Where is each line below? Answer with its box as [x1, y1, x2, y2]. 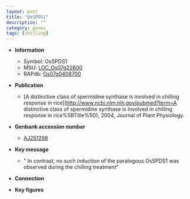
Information [14, 46, 45, 53]
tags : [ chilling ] [6, 31, 49, 36]
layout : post [6, 8, 38, 15]
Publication [14, 82, 44, 89]
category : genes [6, 25, 46, 31]
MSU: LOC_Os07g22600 [23, 64, 83, 71]
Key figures [14, 186, 44, 194]
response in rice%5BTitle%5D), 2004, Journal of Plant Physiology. [23, 112, 185, 119]
